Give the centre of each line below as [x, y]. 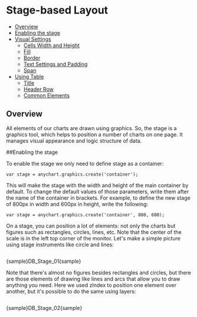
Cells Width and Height [51, 45]
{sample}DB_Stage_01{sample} [44, 261]
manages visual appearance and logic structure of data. [74, 141]
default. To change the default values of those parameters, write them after [98, 191]
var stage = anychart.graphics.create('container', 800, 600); [86, 215]
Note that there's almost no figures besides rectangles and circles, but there [99, 272]
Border [32, 58]
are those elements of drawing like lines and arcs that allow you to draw [93, 279]
